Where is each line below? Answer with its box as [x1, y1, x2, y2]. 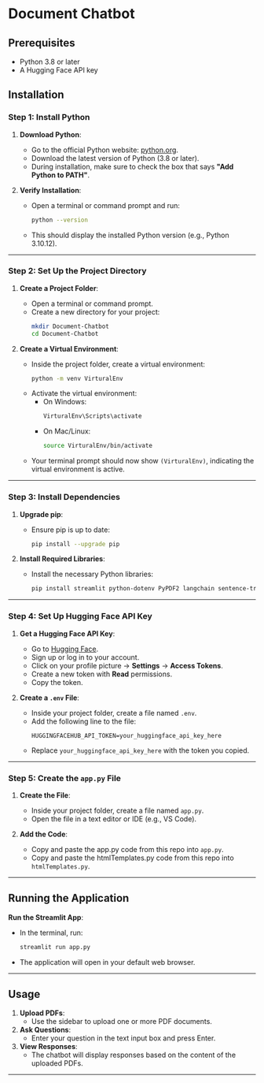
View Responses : [19, 1042, 78, 1051]
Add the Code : [19, 829, 68, 839]
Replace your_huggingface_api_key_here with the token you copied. [31, 746, 250, 755]
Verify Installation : [19, 185, 82, 195]
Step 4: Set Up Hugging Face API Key [8, 611, 153, 622]
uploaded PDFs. [31, 1059, 84, 1068]
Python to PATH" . [31, 170, 90, 180]
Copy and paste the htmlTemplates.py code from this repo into [31, 853, 234, 862]
